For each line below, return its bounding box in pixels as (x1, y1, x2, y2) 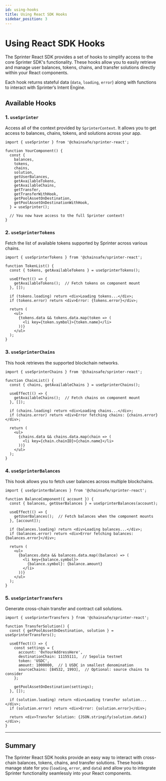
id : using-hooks (5, 7, 39, 12)
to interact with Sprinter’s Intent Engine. (5, 84, 85, 90)
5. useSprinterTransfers (5, 594, 63, 601)
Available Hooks (5, 99, 56, 107)
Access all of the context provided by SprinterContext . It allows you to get (5, 125, 157, 131)
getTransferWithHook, (14, 192, 58, 197)
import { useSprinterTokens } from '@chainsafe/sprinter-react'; (5, 255, 142, 260)
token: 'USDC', (18, 658, 50, 663)
